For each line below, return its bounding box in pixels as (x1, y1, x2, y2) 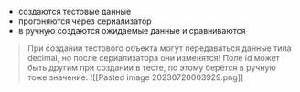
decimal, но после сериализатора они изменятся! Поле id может (27, 53, 281, 63)
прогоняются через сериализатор (17, 15, 153, 26)
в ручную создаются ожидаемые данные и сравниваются (17, 26, 246, 36)
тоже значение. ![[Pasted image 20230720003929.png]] (27, 72, 244, 83)
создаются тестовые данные (17, 6, 132, 16)
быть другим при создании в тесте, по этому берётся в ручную (27, 62, 276, 73)
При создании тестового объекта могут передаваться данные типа (27, 43, 292, 54)
